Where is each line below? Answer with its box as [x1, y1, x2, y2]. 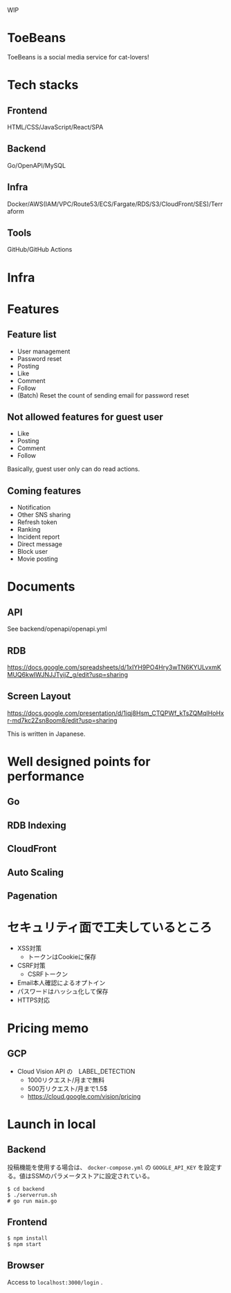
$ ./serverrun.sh [7, 1191, 57, 1198]
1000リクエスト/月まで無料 [27, 1075, 105, 1084]
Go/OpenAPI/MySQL [7, 161, 66, 169]
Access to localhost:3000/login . [7, 1278, 103, 1286]
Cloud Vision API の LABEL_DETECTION [17, 1067, 136, 1075]
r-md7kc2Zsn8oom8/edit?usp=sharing [7, 716, 118, 725]
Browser [7, 1260, 45, 1272]
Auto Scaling [7, 866, 64, 878]
